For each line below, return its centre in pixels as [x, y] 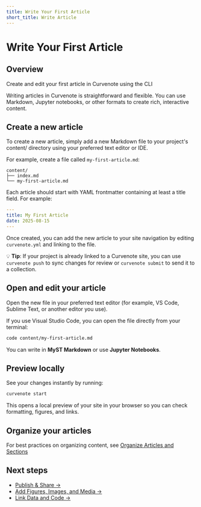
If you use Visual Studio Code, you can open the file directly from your [93, 321]
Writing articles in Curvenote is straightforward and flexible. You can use [96, 95]
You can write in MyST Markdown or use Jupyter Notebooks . [84, 349]
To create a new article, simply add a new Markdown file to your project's [97, 141]
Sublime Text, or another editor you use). [57, 309]
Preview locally [36, 368]
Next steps [27, 471]
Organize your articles [49, 431]
